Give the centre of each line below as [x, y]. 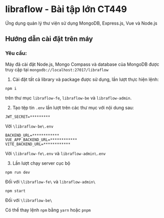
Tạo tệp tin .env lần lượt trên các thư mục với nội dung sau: [73, 107]
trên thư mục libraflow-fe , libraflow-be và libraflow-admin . [68, 98]
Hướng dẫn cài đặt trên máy [49, 39]
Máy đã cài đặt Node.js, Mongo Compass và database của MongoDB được [82, 64]
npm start [16, 191]
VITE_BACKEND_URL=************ [38, 144]
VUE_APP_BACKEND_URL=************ [41, 140]
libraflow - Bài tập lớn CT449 [66, 9]
